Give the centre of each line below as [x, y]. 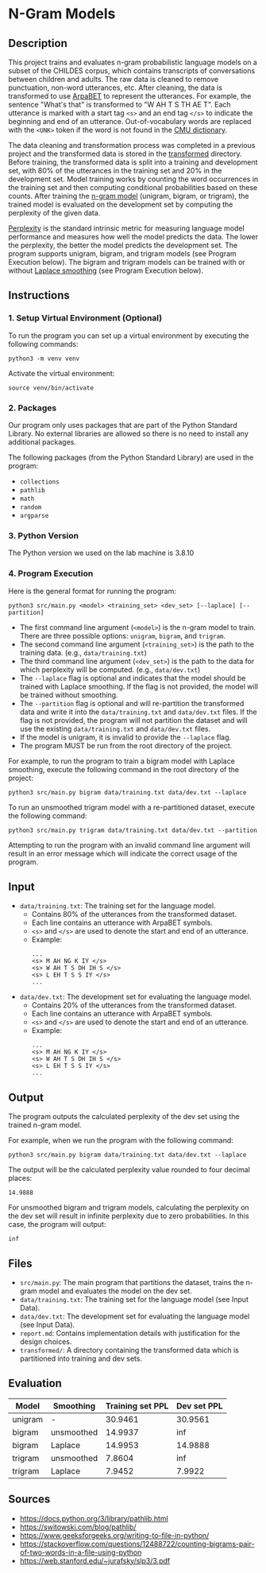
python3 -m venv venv [44, 359]
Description [38, 43]
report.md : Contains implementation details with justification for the [130, 1334]
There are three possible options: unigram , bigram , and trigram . [123, 635]
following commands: [43, 344]
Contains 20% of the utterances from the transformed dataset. [134, 1005]
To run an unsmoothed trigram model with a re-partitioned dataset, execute [132, 807]
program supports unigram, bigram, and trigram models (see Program [122, 254]
